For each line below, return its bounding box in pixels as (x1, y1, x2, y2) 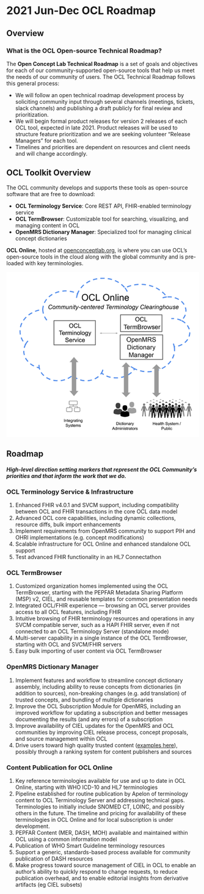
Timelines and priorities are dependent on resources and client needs (15, 143, 191, 150)
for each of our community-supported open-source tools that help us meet (6, 67, 195, 74)
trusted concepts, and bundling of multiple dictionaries (15, 696, 154, 703)
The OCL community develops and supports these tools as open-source (6, 184, 188, 191)
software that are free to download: (6, 190, 96, 197)
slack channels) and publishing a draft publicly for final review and (15, 104, 183, 112)
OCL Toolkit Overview (6, 167, 92, 178)
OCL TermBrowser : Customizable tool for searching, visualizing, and (15, 215, 189, 222)
